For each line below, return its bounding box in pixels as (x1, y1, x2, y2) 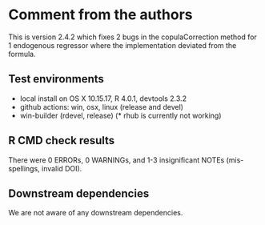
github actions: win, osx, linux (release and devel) (19, 102, 184, 111)
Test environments (8, 72, 104, 86)
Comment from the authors (8, 6, 193, 24)
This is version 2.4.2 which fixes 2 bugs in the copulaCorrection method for (8, 32, 258, 42)
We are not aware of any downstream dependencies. (8, 208, 183, 218)
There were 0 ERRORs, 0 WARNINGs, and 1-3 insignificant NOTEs (8, 155, 225, 165)
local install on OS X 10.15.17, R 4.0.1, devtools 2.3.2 (19, 94, 187, 103)
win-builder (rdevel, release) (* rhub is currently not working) (19, 110, 222, 120)
